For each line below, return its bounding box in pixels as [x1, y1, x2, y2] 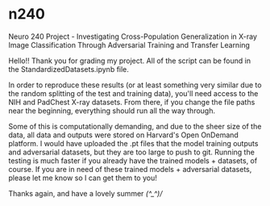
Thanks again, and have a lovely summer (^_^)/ [8, 188, 163, 198]
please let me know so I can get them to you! [8, 173, 157, 183]
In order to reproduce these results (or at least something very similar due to [8, 80, 262, 90]
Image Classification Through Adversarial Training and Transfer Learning [8, 40, 250, 49]
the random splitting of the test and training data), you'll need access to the [8, 88, 259, 98]
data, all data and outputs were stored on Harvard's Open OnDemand [8, 130, 239, 140]
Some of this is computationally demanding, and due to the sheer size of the [8, 121, 262, 131]
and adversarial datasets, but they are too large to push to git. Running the [8, 147, 255, 157]
